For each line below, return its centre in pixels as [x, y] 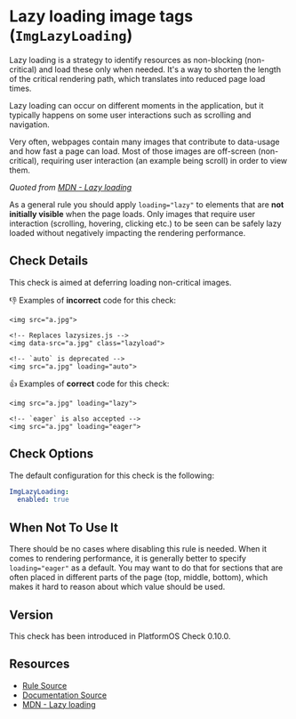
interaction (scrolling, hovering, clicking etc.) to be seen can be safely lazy [145, 223]
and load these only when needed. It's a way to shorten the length [160, 69]
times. [20, 88]
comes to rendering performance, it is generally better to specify [128, 559]
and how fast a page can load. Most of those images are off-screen [132, 151]
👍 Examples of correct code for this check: [89, 384]
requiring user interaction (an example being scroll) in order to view [164, 160]
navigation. [30, 124]
